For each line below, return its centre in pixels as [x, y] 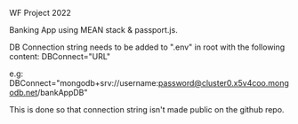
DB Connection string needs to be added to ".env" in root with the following [147, 47]
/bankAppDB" [62, 93]
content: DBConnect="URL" [60, 56]
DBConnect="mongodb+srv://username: [84, 83]
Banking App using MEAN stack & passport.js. [93, 30]
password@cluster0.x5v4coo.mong [224, 83]
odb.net [24, 93]
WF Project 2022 [40, 13]
